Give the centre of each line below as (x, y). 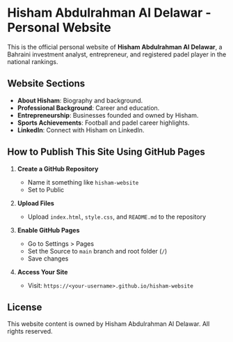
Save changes (48, 258)
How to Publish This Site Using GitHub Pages (106, 152)
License (25, 307)
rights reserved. (30, 332)
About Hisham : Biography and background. (80, 100)
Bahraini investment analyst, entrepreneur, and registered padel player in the (117, 54)
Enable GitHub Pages (48, 230)
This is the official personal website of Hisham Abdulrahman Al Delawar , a (115, 47)
